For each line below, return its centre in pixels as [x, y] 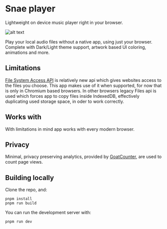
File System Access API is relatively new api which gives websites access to [83, 80]
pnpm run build [21, 203]
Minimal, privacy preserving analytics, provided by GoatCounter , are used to [83, 157]
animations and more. [27, 52]
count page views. [24, 162]
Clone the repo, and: [26, 190]
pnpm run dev [19, 222]
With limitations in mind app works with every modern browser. [70, 129]
